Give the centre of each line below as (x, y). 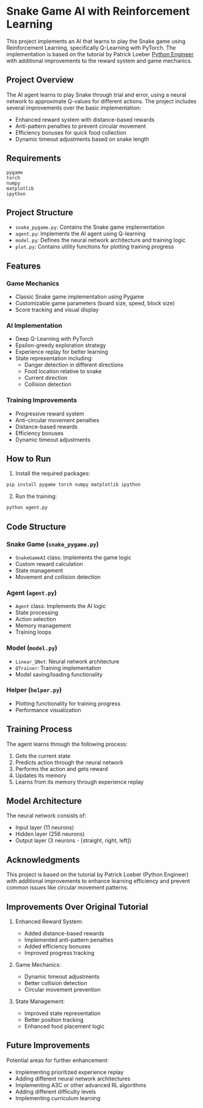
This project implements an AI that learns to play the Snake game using (96, 41)
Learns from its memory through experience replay (79, 782)
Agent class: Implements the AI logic (61, 606)
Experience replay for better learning (61, 352)
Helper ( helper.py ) (34, 690)
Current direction (46, 378)
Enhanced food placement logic (65, 1027)
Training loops (33, 632)
